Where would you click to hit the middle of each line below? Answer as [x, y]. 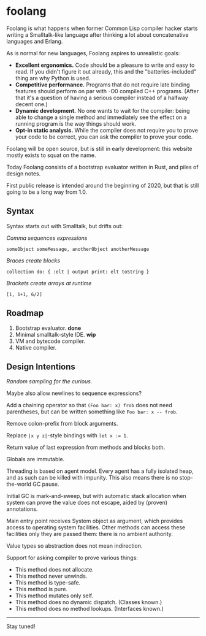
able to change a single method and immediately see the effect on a [101, 117]
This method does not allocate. [54, 570]
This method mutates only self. [54, 596]
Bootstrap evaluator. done [48, 328]
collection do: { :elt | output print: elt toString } [78, 272]
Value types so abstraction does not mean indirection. [74, 546]
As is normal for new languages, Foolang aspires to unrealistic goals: [93, 53]
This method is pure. [41, 589]
